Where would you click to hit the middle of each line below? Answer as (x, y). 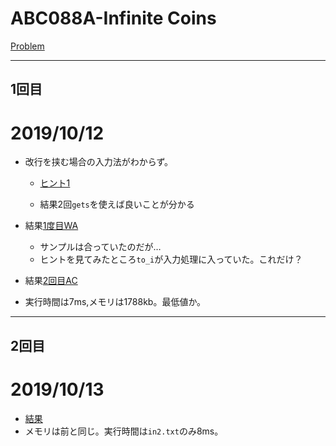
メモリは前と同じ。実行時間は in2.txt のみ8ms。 (124, 431)
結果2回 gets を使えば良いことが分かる (117, 204)
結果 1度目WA (51, 226)
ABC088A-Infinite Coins (113, 18)
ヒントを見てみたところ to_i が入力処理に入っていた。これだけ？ (171, 259)
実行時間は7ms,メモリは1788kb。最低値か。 (115, 302)
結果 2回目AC (51, 281)
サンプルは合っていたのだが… (100, 247)
